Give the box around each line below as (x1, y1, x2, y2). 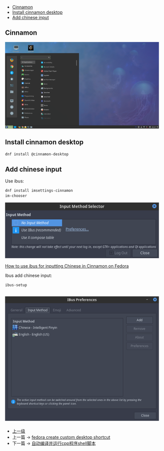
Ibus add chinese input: (5, 272, 52, 278)
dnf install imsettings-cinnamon (5, 188, 73, 193)
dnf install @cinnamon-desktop (5, 152, 69, 157)
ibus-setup (5, 282, 27, 288)
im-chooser (5, 193, 27, 199)
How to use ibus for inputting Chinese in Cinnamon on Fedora (5, 263, 129, 269)
